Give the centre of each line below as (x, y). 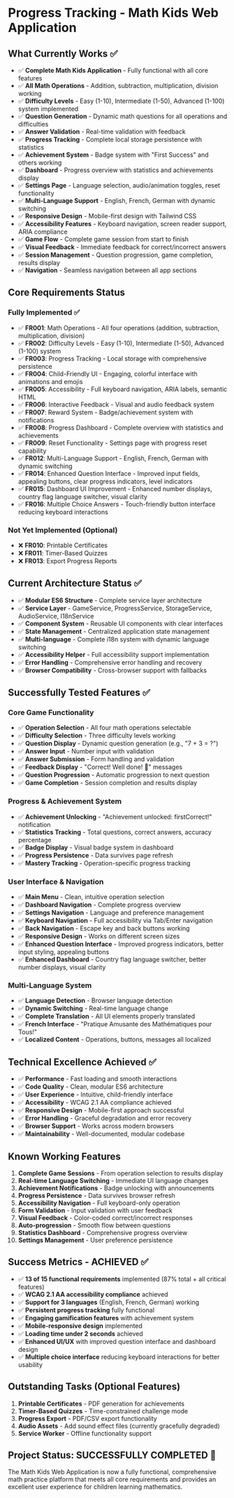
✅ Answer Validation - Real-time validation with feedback (102, 132)
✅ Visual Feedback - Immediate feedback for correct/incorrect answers (122, 247)
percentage (35, 840)
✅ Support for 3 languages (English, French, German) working (109, 1302)
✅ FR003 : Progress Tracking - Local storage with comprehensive (112, 358)
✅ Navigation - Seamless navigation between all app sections (108, 270)
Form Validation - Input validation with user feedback (95, 1210)
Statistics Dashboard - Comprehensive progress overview (103, 1232)
